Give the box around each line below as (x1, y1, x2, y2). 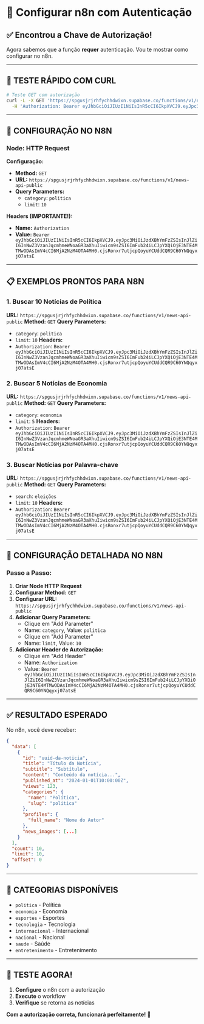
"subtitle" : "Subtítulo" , (22, 766, 88, 773)
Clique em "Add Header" (24, 653, 86, 660)
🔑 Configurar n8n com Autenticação (6, 5, 192, 19)
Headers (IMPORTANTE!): (6, 212, 73, 220)
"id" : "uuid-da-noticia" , (22, 755, 88, 761)
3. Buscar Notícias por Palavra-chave (6, 461, 118, 469)
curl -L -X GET (6, 97, 45, 103)
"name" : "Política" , (28, 794, 80, 801)
